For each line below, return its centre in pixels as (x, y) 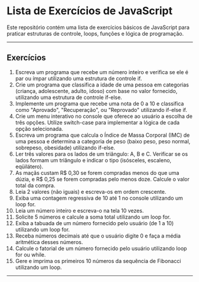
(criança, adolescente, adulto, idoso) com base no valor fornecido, (96, 91)
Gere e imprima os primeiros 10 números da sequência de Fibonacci (98, 261)
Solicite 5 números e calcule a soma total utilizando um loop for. (93, 217)
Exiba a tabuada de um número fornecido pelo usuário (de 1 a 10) (94, 223)
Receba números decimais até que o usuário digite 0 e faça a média (98, 236)
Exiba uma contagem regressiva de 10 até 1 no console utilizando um (99, 198)
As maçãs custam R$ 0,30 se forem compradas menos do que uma (97, 172)
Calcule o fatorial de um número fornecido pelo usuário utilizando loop (101, 248)
